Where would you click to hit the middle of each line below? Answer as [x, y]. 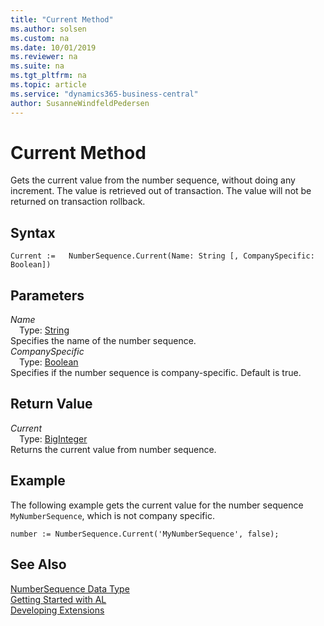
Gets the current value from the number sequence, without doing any [153, 180]
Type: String [44, 330]
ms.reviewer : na [44, 57]
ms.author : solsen [48, 29]
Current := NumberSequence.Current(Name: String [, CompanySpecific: [162, 256]
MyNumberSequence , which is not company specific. [112, 515]
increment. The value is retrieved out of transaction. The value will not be [161, 191]
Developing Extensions [57, 610]
